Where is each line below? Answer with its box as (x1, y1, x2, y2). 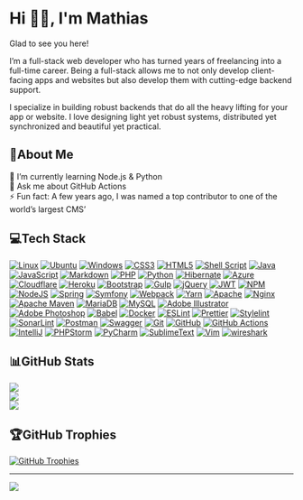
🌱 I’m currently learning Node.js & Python (9, 171, 162, 181)
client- (251, 65, 275, 76)
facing (9, 74, 33, 85)
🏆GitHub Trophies (9, 427, 117, 442)
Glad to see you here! (9, 38, 89, 49)
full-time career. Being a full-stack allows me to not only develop (9, 65, 250, 76)
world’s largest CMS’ (9, 203, 87, 215)
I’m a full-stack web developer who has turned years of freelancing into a (9, 55, 282, 66)
